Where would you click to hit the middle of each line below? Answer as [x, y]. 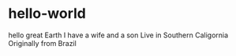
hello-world [47, 14]
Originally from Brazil [42, 43]
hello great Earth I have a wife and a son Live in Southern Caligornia [118, 35]
